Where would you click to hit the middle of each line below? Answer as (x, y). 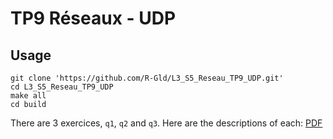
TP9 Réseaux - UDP (93, 18)
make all (28, 96)
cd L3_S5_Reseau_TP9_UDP (62, 87)
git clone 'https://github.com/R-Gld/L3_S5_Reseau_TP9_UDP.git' (147, 78)
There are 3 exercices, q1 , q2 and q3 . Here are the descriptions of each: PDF (166, 123)
